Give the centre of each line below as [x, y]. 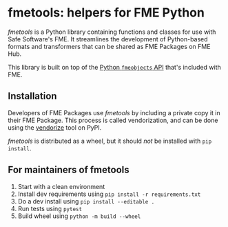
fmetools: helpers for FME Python [106, 13]
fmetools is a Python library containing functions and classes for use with [112, 32]
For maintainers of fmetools [69, 170]
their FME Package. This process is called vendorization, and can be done [113, 120]
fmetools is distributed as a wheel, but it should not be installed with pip [110, 141]
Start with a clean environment [61, 186]
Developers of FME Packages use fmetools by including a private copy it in [114, 112]
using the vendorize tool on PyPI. [55, 127]
